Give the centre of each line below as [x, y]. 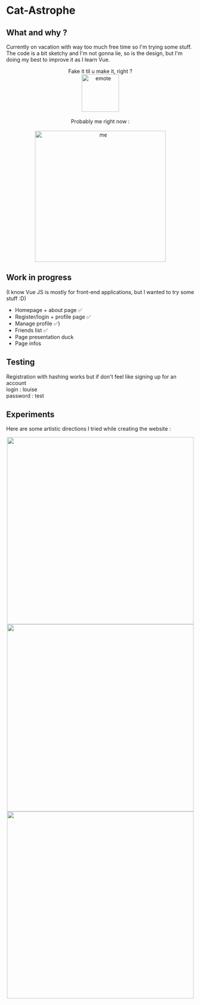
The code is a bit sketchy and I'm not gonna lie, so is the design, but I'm [95, 53]
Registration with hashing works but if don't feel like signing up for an [91, 376]
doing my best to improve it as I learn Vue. [58, 60]
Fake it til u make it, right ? [100, 71]
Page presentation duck [44, 337]
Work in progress [39, 278]
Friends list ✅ [31, 330]
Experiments [30, 415]
